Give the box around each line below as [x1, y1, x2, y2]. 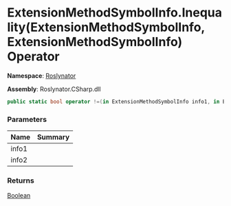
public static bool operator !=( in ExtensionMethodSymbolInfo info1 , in [7, 98, 220, 105]
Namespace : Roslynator [7, 71, 76, 80]
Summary [36, 132, 70, 142]
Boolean [7, 192, 31, 200]
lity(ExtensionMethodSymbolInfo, [7, 19, 205, 35]
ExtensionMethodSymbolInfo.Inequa [7, 5, 222, 21]
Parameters [7, 114, 47, 124]
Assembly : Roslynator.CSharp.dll [7, 85, 101, 93]
